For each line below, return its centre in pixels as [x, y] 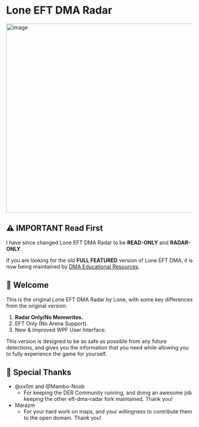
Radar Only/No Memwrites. [49, 317]
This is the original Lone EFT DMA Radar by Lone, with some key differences [99, 299]
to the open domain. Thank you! [62, 418]
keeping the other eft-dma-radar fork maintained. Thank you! [98, 399]
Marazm [25, 405]
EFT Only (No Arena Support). [51, 324]
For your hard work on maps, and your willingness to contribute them [108, 412]
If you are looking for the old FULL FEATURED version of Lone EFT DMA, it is [99, 260]
